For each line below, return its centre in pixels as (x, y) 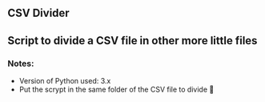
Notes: (21, 63)
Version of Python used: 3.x (65, 81)
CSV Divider (38, 13)
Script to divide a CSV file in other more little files (132, 41)
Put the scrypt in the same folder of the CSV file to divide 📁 (116, 90)
